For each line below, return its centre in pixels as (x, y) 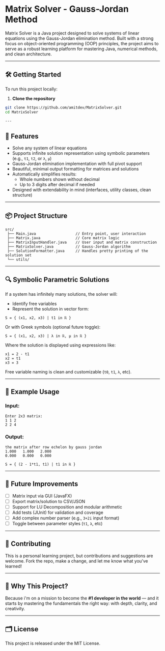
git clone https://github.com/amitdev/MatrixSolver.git (63, 107)
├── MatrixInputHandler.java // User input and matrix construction (82, 242)
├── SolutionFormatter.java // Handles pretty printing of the (78, 251)
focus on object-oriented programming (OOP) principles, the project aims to (82, 43)
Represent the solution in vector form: (51, 309)
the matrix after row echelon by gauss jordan (54, 447)
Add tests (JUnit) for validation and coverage (58, 512)
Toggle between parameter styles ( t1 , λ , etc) (57, 523)
